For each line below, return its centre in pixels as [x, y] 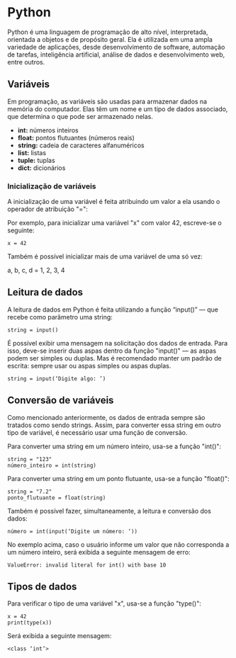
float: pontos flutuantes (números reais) [76, 137]
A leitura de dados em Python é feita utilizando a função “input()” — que [113, 310]
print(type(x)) [30, 623]
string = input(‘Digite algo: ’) [57, 379]
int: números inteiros [48, 130]
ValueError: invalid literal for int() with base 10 [87, 565]
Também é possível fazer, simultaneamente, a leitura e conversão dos [109, 511]
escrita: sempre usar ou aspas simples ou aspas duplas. [89, 365]
